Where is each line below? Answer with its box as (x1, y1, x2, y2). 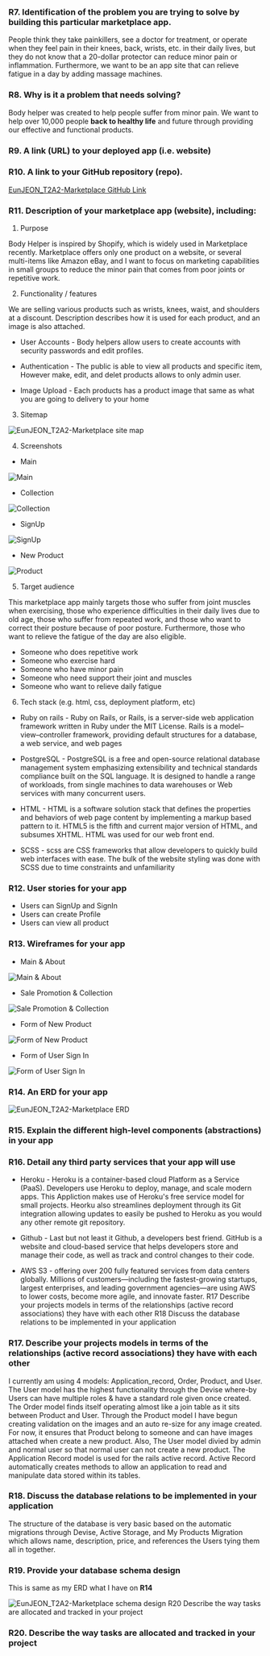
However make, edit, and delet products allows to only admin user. (19, 370, 242, 380)
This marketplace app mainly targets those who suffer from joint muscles (8, 598, 251, 607)
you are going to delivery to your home (19, 394, 149, 404)
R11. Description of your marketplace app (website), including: (8, 205, 256, 216)
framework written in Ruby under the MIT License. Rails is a (19, 721, 218, 732)
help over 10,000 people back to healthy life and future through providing (8, 116, 254, 126)
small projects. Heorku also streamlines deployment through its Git (19, 1200, 242, 1210)
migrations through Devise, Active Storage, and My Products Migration (8, 1527, 243, 1537)
